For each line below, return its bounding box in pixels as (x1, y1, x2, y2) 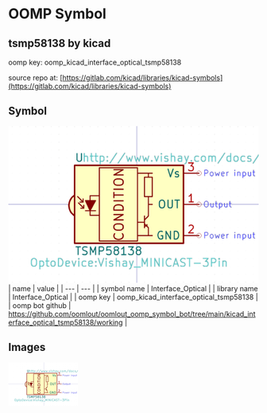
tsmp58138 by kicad (8, 37, 111, 50)
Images (8, 341, 46, 354)
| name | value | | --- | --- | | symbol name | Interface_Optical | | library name (8, 283, 258, 293)
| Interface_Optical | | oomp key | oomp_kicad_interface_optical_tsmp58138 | (8, 292, 258, 302)
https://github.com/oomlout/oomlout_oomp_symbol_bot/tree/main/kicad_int (8, 309, 256, 318)
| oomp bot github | (8, 300, 72, 310)
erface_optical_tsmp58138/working (8, 318, 123, 327)
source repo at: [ (8, 73, 63, 82)
